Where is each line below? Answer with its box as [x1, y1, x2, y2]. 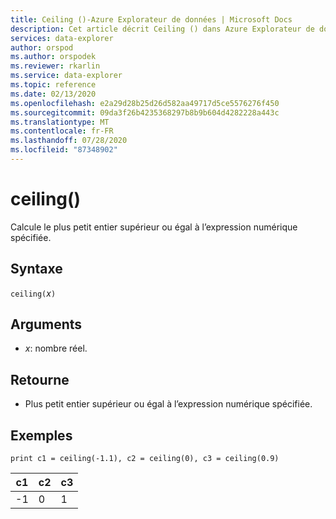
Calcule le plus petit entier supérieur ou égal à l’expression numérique [10, 221, 298, 233]
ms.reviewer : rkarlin [10, 61, 101, 71]
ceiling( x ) [10, 287, 57, 299]
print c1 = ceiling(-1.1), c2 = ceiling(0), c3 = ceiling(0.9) [10, 454, 280, 464]
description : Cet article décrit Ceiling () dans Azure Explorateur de [10, 24, 315, 34]
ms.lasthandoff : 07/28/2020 [10, 136, 128, 146]
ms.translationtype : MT [10, 117, 110, 127]
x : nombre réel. [24, 342, 88, 355]
